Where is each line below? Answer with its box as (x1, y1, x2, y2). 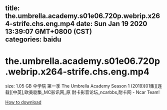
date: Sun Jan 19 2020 (75, 19, 147, 28)
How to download (5, 99, 41, 105)
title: (5, 4, 20, 12)
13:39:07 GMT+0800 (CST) (5, 27, 92, 36)
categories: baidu (5, 35, 61, 44)
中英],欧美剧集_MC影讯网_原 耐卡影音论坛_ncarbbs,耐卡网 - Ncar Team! (12, 89, 160, 95)
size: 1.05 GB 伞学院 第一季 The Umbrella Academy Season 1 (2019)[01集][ (5, 83, 158, 89)
